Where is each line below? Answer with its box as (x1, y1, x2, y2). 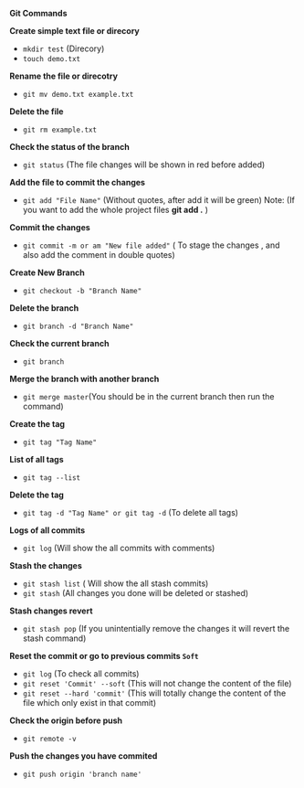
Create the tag (9, 419, 66, 429)
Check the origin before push (9, 715, 123, 726)
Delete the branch (9, 303, 79, 314)
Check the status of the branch (9, 142, 130, 152)
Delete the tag (9, 489, 64, 500)
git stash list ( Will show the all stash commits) (22, 578, 209, 589)
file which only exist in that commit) (22, 697, 157, 708)
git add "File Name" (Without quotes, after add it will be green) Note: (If (22, 195, 295, 205)
